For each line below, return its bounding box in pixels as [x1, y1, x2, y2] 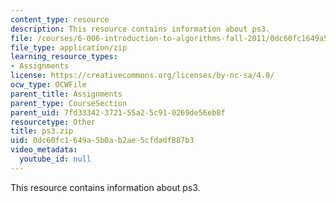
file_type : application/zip [10, 42, 128, 53]
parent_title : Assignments [10, 89, 123, 99]
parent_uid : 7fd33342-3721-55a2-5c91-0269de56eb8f [10, 107, 226, 118]
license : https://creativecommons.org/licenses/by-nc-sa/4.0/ [10, 71, 275, 81]
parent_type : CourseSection [10, 98, 128, 108]
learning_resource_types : [10, 52, 118, 62]
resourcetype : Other [10, 117, 97, 127]
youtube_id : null [19, 154, 92, 164]
